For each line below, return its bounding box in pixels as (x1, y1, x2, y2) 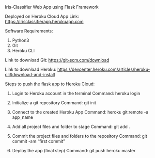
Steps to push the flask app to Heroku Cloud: (5, 81, 95, 87)
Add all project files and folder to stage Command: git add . (12, 124, 130, 129)
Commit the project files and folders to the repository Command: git (12, 133, 148, 139)
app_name (12, 114, 33, 120)
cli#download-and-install (5, 72, 55, 77)
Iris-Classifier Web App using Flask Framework (5, 4, 99, 10)
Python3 (12, 37, 29, 43)
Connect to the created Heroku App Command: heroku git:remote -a (12, 109, 149, 115)
